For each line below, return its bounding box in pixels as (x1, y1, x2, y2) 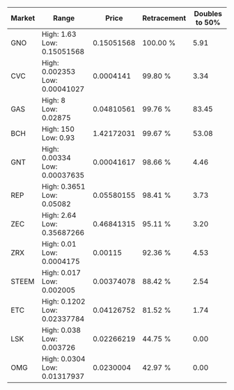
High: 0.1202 (41, 297, 86, 306)
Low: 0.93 (41, 133, 75, 142)
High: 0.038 (41, 325, 81, 335)
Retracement (142, 13, 187, 23)
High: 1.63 (41, 29, 77, 39)
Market (10, 13, 36, 23)
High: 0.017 (41, 268, 81, 277)
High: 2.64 (41, 210, 77, 220)
